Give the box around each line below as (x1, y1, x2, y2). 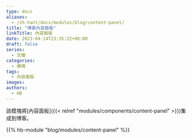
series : (6, 47, 25, 53)
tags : (6, 69, 19, 74)
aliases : (6, 14, 28, 20)
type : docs (6, 8, 33, 15)
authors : (6, 85, 28, 91)
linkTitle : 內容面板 (6, 30, 53, 36)
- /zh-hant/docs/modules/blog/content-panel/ (11, 19, 125, 25)
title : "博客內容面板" (6, 25, 56, 31)
